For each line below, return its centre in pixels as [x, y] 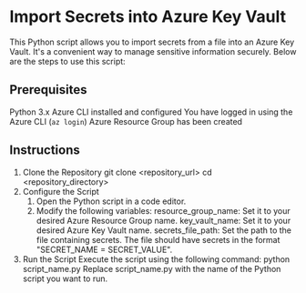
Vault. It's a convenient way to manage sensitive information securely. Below [153, 51]
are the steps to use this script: [67, 61]
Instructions [45, 151]
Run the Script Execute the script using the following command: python [156, 259]
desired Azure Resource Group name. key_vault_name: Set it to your [163, 220]
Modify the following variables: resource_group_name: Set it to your [163, 210]
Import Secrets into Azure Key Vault [148, 17]
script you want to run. [65, 278]
